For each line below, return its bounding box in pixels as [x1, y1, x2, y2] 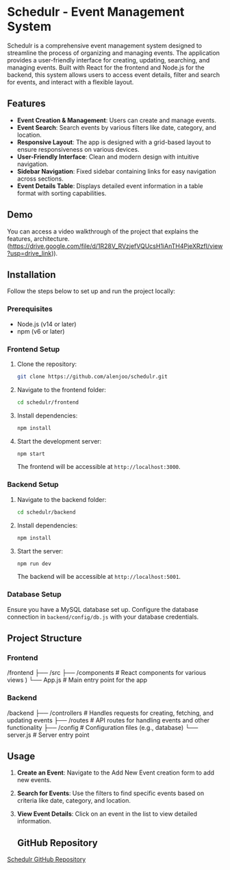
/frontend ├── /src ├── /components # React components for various [7, 669, 207, 677]
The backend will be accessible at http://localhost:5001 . [16, 573, 181, 581]
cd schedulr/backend [16, 509, 76, 516]
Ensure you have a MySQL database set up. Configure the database [7, 605, 199, 613]
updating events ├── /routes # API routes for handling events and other [7, 716, 210, 724]
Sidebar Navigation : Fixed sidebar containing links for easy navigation [16, 167, 216, 175]
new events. [16, 776, 52, 784]
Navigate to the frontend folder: [16, 385, 106, 393]
